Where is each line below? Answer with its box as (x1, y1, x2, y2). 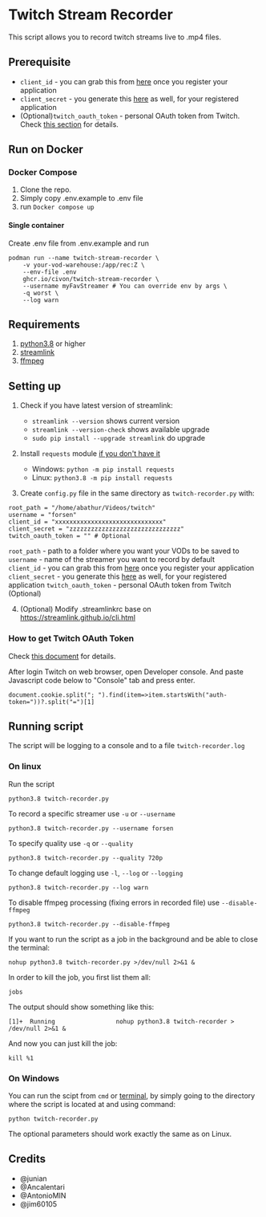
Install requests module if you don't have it (19, 449, 160, 458)
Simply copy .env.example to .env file (19, 193, 143, 203)
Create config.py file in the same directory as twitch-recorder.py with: (19, 488, 255, 499)
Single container (8, 221, 65, 230)
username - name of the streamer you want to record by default (8, 555, 215, 564)
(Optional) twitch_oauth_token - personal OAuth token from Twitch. (19, 111, 240, 120)
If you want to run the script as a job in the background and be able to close (8, 934, 259, 944)
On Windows (8, 1073, 60, 1084)
